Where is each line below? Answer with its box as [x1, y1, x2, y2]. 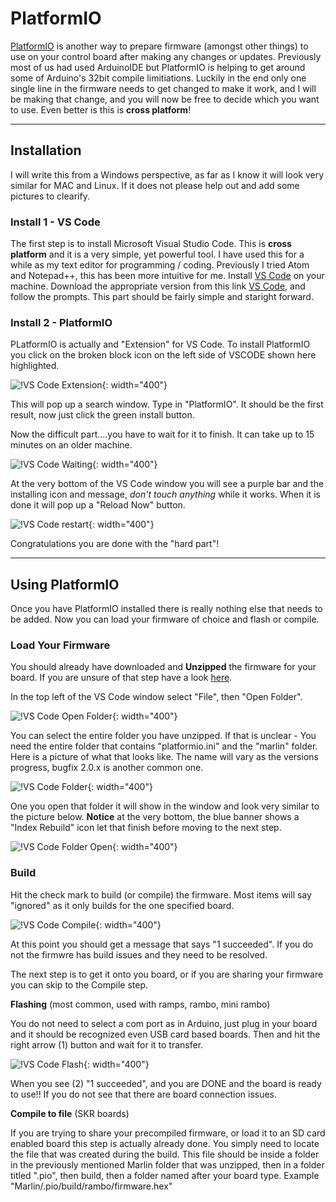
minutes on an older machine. [10, 439, 133, 451]
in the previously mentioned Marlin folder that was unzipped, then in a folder [10, 1158, 325, 1171]
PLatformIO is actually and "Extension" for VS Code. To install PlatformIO [10, 338, 311, 351]
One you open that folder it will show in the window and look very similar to [10, 800, 320, 812]
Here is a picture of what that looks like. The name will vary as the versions [10, 751, 319, 763]
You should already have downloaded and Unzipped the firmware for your [10, 661, 317, 673]
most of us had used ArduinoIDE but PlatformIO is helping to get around [10, 61, 306, 73]
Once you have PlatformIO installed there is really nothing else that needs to [10, 603, 323, 615]
